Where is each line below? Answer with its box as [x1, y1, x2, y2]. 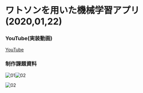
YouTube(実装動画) [5, 35, 53, 42]
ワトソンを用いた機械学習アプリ [5, 5, 140, 16]
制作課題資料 [5, 60, 37, 68]
